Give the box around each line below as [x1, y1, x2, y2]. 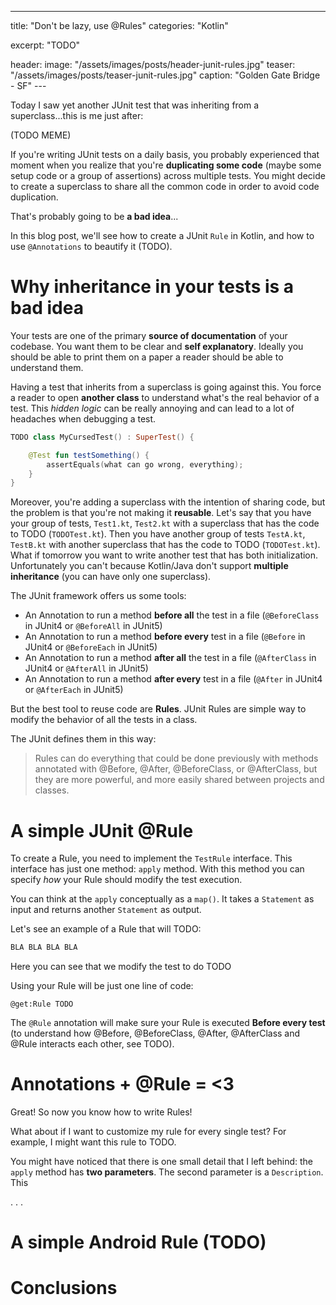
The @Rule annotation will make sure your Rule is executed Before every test [10, 1017, 326, 1029]
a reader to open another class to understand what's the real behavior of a [10, 391, 320, 403]
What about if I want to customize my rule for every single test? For [10, 1126, 287, 1138]
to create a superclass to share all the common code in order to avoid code [10, 181, 320, 192]
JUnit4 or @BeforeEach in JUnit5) [24, 641, 158, 653]
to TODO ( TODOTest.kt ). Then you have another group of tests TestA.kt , [10, 528, 306, 540]
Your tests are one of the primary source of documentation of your [10, 329, 288, 341]
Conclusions [10, 1277, 118, 1300]
